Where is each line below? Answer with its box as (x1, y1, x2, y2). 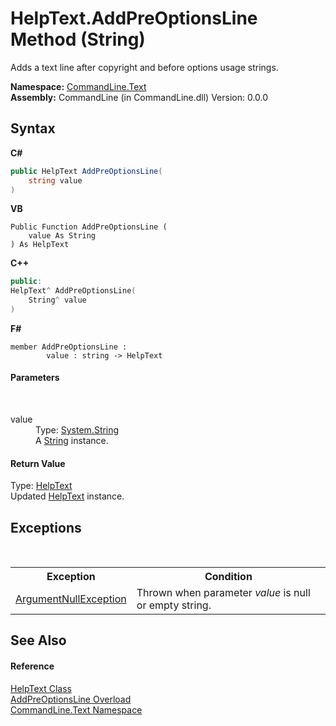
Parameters (10, 372, 60, 384)
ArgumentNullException (15, 592, 127, 606)
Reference (10, 660, 55, 672)
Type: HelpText (10, 480, 73, 492)
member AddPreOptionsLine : (10, 342, 128, 352)
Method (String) (10, 28, 146, 51)
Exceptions (10, 519, 82, 536)
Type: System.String (35, 424, 120, 436)
